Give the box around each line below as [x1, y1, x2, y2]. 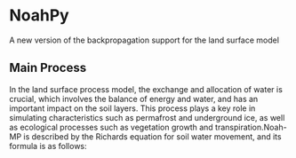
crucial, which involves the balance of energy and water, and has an [9, 93, 259, 104]
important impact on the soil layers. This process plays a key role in [9, 103, 256, 114]
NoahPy [9, 5, 69, 26]
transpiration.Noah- [214, 122, 287, 132]
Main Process [9, 60, 87, 75]
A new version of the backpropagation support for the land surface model [9, 35, 280, 45]
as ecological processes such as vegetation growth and [9, 122, 213, 132]
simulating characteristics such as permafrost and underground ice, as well [9, 112, 285, 122]
